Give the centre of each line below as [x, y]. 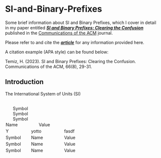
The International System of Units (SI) [43, 93]
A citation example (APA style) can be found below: [57, 52]
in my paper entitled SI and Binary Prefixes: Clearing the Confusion [74, 27]
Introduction [24, 82]
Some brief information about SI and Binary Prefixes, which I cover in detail [81, 23]
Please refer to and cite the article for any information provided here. [75, 42]
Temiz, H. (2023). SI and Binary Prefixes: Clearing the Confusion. [70, 61]
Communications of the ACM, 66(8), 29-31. [48, 67]
